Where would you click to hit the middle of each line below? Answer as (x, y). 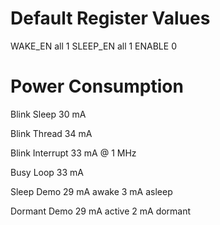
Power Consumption (97, 86)
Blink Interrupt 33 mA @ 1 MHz (73, 153)
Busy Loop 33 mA (47, 172)
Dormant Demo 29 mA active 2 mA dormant (101, 211)
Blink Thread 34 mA (51, 133)
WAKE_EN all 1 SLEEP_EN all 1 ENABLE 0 (93, 46)
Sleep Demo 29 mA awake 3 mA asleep (91, 191)
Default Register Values (110, 18)
